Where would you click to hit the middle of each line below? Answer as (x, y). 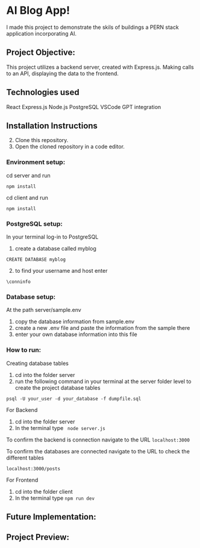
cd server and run (28, 175)
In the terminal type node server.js (60, 428)
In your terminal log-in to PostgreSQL (52, 237)
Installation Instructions (52, 126)
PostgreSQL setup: (35, 223)
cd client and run (27, 198)
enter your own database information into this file (76, 334)
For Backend (22, 409)
